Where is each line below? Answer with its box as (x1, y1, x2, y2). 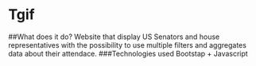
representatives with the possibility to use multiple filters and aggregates (8, 40, 246, 49)
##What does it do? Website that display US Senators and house (8, 32, 220, 41)
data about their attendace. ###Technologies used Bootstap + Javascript (8, 49, 248, 58)
